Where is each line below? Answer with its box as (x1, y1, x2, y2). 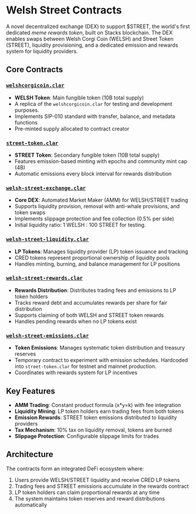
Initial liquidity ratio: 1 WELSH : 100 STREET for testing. (14, 222, 146, 229)
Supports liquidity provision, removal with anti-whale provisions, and (14, 203, 180, 210)
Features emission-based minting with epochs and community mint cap (14, 157, 188, 164)
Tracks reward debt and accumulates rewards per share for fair (14, 299, 167, 306)
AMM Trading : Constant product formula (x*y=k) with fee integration (14, 401, 181, 408)
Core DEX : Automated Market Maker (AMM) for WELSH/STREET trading (14, 196, 188, 203)
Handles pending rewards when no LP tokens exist (14, 318, 137, 325)
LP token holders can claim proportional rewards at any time (14, 489, 160, 496)
